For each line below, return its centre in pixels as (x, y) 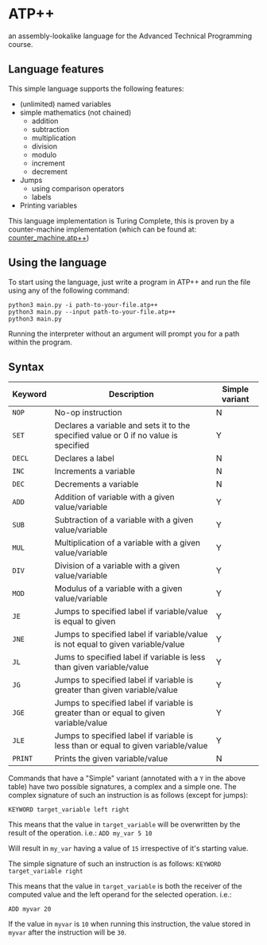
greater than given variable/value (116, 690)
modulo (44, 154)
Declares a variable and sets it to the (122, 426)
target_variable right (46, 872)
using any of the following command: (69, 290)
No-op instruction (88, 413)
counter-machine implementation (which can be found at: (103, 229)
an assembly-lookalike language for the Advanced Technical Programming (130, 36)
